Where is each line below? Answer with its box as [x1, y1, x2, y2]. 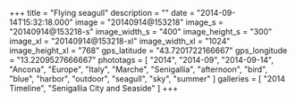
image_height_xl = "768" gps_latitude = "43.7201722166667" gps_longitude [9, 45, 288, 56]
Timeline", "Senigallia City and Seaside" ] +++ [9, 83, 179, 93]
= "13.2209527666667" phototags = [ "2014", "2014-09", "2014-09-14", [9, 55, 275, 65]
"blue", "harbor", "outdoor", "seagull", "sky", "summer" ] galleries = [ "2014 [9, 74, 286, 83]
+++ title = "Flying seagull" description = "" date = [9, 8, 195, 18]
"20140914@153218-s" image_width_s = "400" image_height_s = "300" [9, 27, 273, 36]
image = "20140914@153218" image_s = [74, 17, 224, 27]
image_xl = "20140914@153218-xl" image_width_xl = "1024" [9, 35, 231, 46]
